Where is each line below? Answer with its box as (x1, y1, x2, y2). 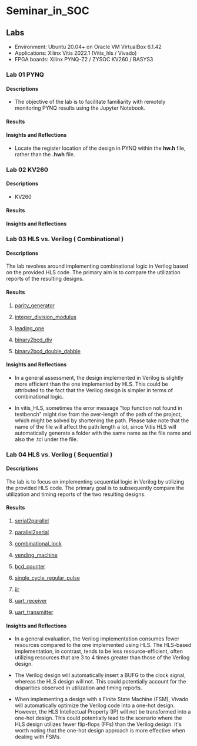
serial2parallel (14, 517, 49, 524)
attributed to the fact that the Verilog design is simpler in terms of (14, 386, 173, 393)
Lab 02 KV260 (6, 165, 49, 173)
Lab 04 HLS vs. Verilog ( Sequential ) (6, 450, 113, 458)
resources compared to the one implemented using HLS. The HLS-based (14, 642, 192, 649)
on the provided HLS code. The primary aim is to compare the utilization (6, 269, 181, 276)
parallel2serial (14, 529, 49, 536)
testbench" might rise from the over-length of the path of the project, (14, 410, 182, 418)
